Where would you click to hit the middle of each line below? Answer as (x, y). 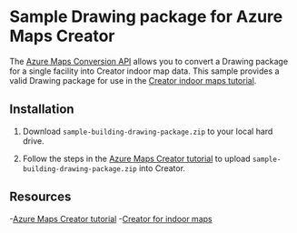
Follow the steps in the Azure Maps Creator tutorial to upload (136, 158)
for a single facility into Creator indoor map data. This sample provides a (144, 71)
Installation (42, 110)
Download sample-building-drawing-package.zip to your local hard (148, 131)
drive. (33, 141)
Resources (40, 197)
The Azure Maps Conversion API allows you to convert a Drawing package (149, 61)
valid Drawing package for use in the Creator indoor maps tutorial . (133, 80)
